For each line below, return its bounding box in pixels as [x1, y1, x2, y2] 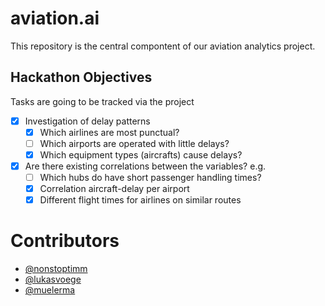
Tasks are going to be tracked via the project [10, 95, 195, 107]
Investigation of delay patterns [24, 115, 151, 127]
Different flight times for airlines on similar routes [39, 194, 242, 206]
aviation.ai [10, 7, 100, 30]
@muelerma [24, 284, 76, 296]
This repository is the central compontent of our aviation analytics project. [10, 40, 316, 52]
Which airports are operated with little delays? [39, 137, 230, 149]
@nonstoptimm [24, 263, 88, 275]
